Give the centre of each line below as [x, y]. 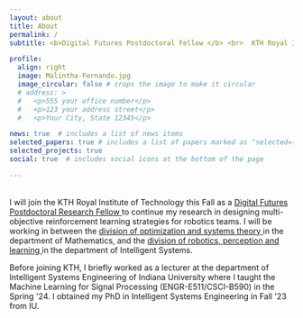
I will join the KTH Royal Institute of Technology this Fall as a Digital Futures [149, 202]
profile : [26, 59]
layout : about [36, 18]
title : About [34, 26]
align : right [42, 68]
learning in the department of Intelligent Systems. [101, 250]
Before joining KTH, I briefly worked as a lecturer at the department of [139, 268]
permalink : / [34, 34]
